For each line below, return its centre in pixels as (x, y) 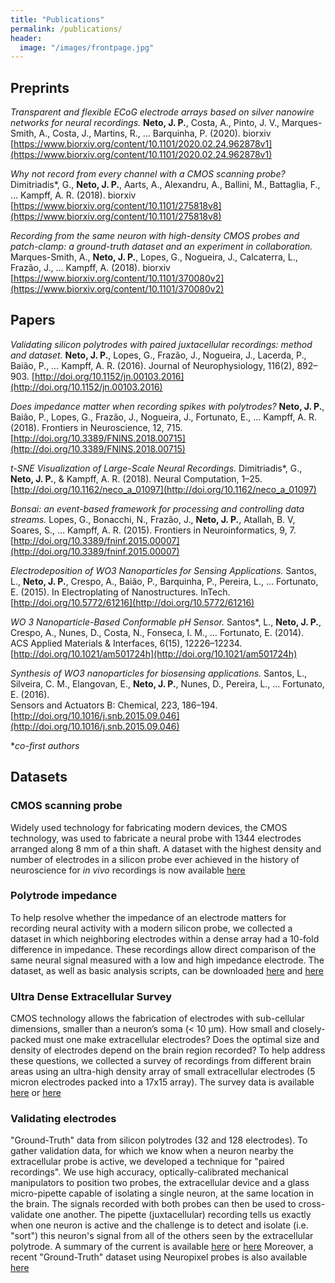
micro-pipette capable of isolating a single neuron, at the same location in (162, 1193)
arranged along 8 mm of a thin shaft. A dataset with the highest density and (166, 848)
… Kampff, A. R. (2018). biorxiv (73, 195)
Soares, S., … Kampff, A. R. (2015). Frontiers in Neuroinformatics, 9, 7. (153, 530)
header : (26, 38)
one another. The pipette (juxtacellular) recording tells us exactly (178, 1215)
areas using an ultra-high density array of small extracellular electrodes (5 (163, 1072)
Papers (33, 320)
